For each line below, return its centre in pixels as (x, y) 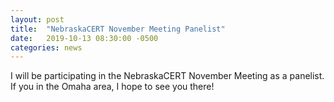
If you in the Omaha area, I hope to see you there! (112, 87)
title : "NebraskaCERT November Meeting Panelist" (118, 29)
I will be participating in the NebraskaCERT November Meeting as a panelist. (167, 76)
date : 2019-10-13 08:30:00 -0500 (84, 38)
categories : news (46, 47)
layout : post (37, 19)
